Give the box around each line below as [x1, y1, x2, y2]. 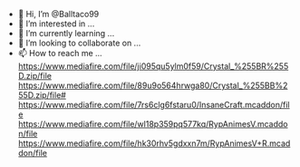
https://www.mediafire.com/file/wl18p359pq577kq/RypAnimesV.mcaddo [17, 119, 288, 129]
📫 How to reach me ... [17, 48, 102, 58]
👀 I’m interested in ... [17, 18, 95, 29]
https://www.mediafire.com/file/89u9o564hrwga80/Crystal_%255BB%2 [17, 80, 288, 91]
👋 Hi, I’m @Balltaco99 [17, 9, 100, 19]
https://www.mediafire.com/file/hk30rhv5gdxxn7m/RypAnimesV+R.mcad [17, 138, 291, 149]
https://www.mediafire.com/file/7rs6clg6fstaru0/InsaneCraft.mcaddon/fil [17, 100, 290, 110]
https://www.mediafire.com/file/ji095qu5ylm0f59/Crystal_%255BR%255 [17, 61, 289, 72]
